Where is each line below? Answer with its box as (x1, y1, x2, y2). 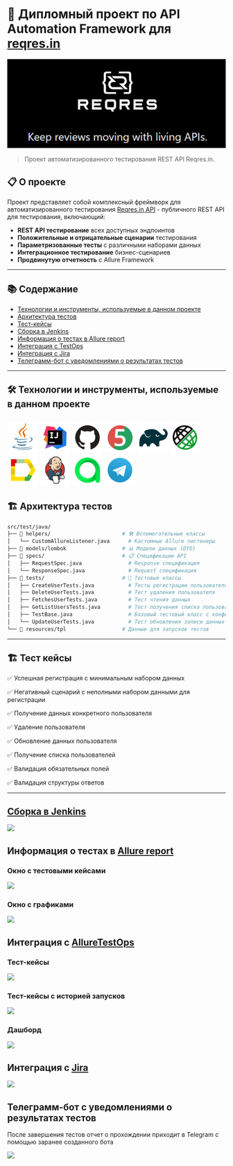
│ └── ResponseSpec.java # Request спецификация (7, 567, 197, 574)
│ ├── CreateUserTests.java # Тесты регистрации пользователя (7, 582, 228, 589)
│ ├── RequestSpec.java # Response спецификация (7, 560, 200, 567)
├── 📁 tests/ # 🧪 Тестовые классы (7, 574, 182, 581)
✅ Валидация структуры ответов (7, 778, 105, 787)
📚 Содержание (7, 283, 78, 295)
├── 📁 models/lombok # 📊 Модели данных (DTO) (7, 545, 196, 552)
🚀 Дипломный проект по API (7, 6, 180, 22)
